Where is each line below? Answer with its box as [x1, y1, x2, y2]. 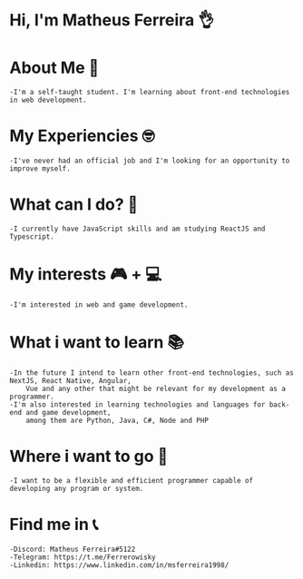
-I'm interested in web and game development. [9, 299, 189, 309]
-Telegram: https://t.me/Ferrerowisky [9, 553, 156, 562]
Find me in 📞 [9, 515, 99, 535]
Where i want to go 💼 [9, 447, 169, 466]
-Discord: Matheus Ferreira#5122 [9, 545, 136, 554]
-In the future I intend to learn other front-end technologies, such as [9, 368, 295, 378]
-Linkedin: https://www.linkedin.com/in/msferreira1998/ [9, 560, 230, 570]
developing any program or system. [9, 484, 144, 493]
